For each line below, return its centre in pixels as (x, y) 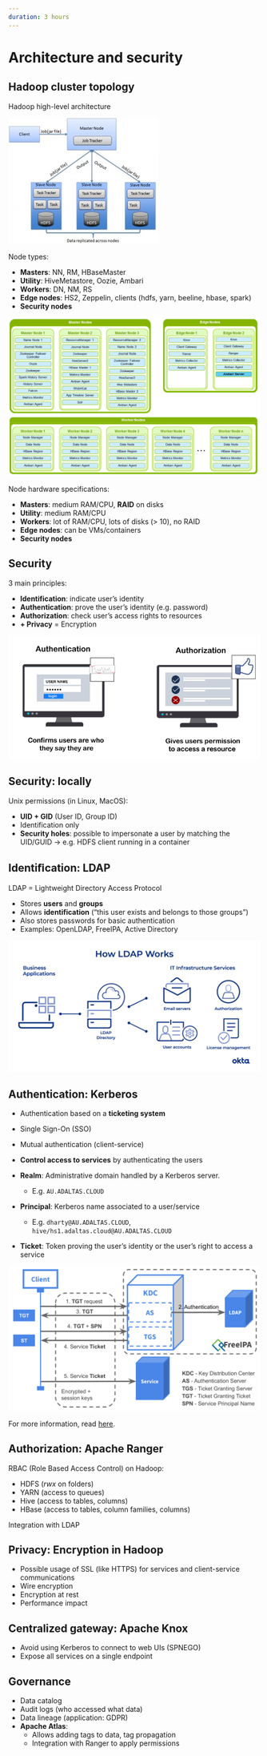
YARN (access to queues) (62, 1492)
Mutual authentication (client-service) (82, 1145)
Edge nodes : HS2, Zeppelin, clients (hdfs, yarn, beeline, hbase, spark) (135, 297)
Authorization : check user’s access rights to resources (111, 615)
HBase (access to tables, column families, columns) (105, 1509)
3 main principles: (38, 583)
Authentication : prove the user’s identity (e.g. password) (114, 607)
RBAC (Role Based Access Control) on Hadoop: (86, 1468)
